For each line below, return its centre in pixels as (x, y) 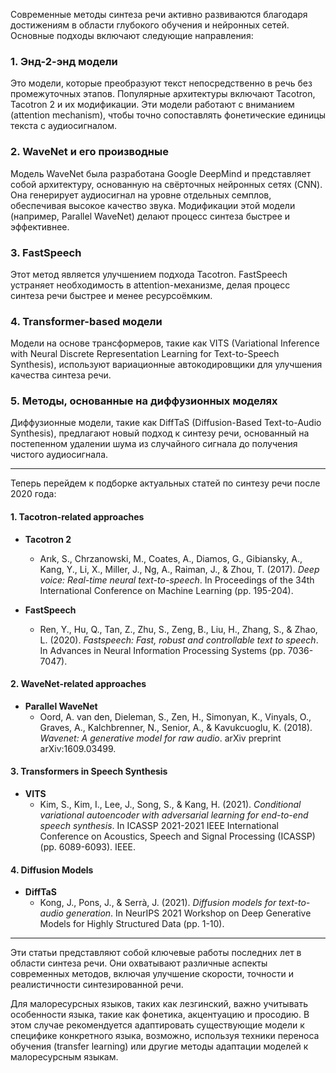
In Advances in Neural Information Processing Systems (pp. (162, 650)
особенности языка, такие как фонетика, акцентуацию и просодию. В (160, 1015)
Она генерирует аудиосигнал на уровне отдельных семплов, (141, 195)
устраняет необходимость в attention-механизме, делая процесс (150, 285)
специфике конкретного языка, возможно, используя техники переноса (165, 1036)
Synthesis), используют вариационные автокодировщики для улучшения (166, 365)
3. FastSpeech (46, 252)
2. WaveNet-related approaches (78, 684)
